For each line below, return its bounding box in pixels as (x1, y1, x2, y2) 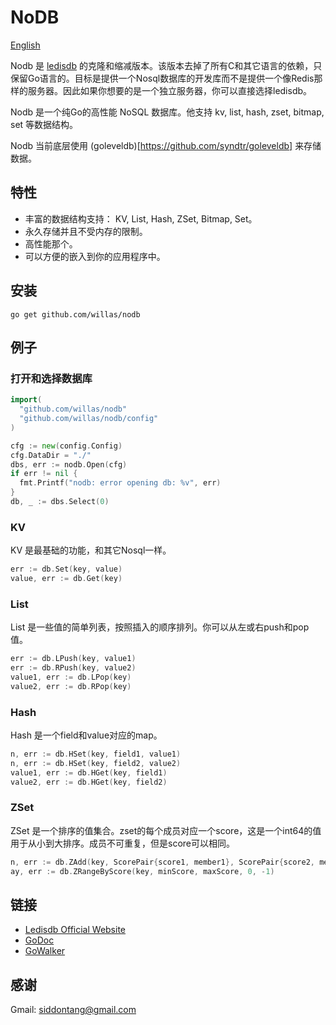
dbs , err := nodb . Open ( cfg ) (10, 459, 128, 470)
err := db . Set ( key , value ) (10, 564, 123, 575)
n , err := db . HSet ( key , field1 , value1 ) (10, 749, 182, 760)
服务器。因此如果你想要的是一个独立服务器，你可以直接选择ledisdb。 (27, 84, 313, 96)
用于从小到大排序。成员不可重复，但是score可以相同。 (10, 837, 235, 849)
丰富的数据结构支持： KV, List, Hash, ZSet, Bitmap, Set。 (24, 212, 258, 225)
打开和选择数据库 (10, 371, 93, 385)
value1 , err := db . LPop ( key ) (10, 672, 132, 682)
